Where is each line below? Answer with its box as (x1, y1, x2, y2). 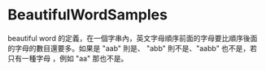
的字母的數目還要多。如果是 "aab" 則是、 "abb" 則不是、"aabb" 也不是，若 (7, 43, 258, 53)
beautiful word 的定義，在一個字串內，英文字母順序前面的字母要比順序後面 (7, 33, 258, 43)
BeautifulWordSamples (7, 6, 168, 24)
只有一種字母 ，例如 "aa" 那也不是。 (7, 53, 129, 63)
